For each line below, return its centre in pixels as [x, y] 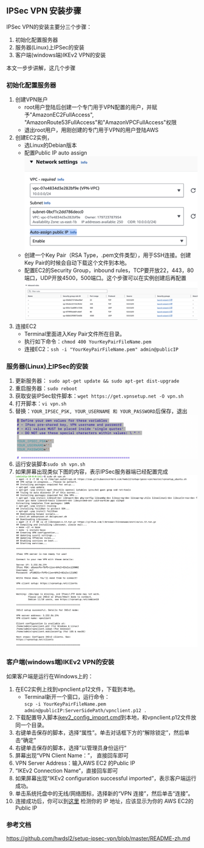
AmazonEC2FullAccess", [63, 115]
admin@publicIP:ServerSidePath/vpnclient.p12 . [85, 710]
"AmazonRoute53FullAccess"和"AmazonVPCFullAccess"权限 [100, 122]
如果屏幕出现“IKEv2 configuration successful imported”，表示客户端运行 [106, 778]
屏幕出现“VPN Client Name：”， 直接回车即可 [72, 755]
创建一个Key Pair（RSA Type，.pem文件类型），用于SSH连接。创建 [107, 255]
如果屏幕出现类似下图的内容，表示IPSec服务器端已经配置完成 [91, 471]
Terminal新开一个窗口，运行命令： [67, 696]
